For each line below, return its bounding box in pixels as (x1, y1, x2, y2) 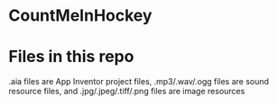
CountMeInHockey (8, 5, 153, 26)
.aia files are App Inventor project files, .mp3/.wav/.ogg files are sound (8, 76, 270, 87)
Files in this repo (8, 47, 134, 67)
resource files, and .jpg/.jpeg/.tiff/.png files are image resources (8, 86, 246, 97)
